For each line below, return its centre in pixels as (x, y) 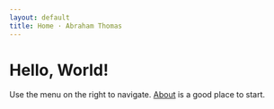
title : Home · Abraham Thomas (66, 26)
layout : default (40, 17)
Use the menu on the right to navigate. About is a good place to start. (137, 95)
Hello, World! (59, 70)
